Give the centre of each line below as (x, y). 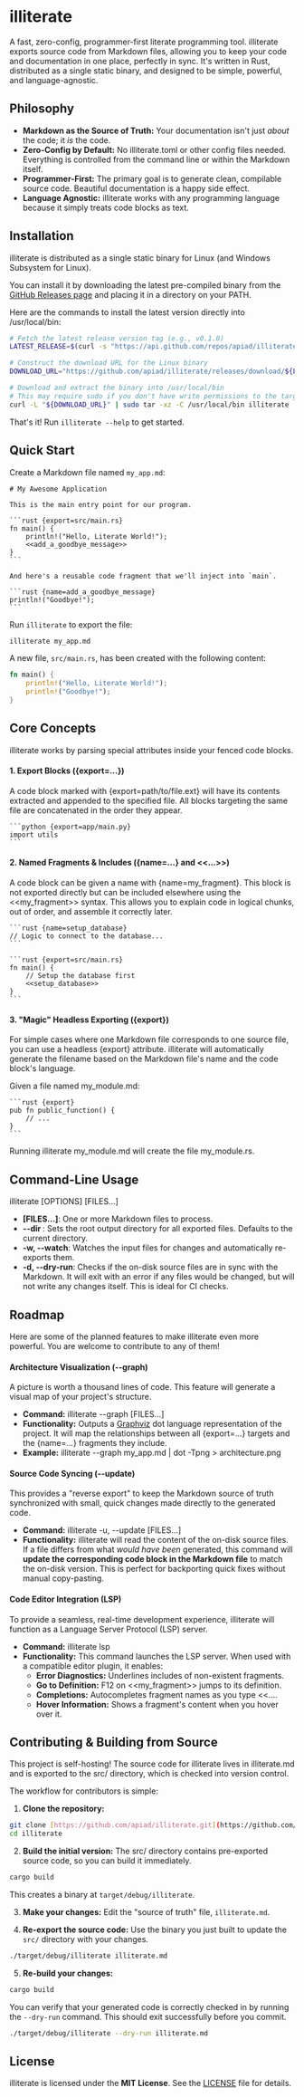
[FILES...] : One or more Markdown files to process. (118, 1219)
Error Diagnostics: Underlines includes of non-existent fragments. (160, 1675)
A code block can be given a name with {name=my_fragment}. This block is (150, 883)
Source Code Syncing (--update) (72, 1473)
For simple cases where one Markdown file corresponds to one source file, (149, 1039)
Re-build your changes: (67, 1973)
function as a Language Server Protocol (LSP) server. (109, 1629)
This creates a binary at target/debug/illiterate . (102, 1894)
